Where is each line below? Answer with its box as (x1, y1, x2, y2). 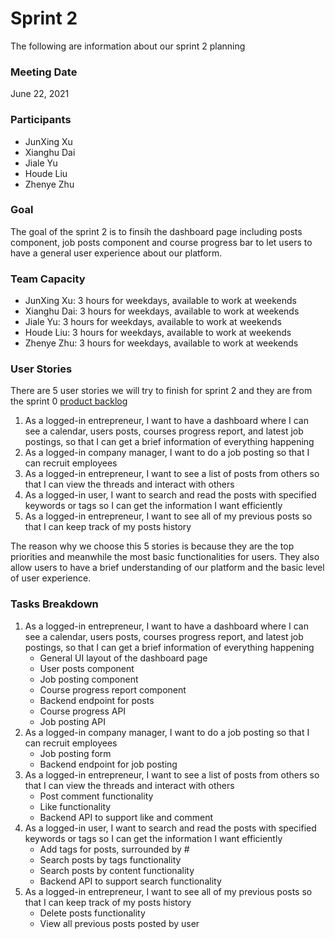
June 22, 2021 (10, 88, 70, 100)
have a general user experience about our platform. (10, 247, 223, 259)
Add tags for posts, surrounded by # (39, 843, 190, 855)
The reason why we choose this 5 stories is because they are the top (10, 540, 295, 552)
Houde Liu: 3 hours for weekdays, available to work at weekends (24, 327, 292, 339)
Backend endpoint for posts (39, 694, 155, 706)
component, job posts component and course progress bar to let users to (10, 236, 313, 248)
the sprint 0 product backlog (10, 395, 128, 407)
